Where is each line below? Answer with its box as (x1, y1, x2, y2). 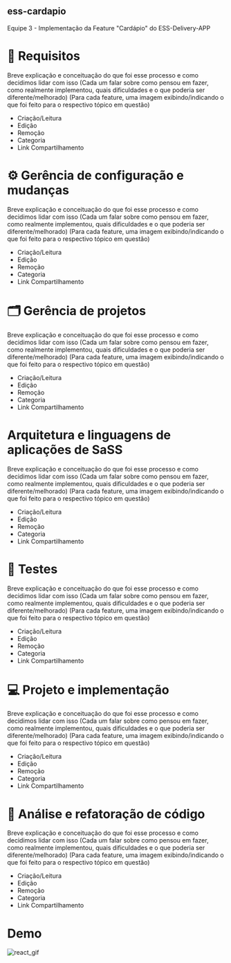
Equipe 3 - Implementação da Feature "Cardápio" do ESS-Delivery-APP (7, 24, 211, 32)
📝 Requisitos (7, 48, 81, 64)
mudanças (7, 182, 70, 198)
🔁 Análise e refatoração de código (7, 806, 205, 822)
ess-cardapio (7, 6, 66, 17)
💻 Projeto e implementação (7, 682, 169, 698)
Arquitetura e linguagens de (7, 427, 172, 442)
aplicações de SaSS (7, 442, 123, 458)
